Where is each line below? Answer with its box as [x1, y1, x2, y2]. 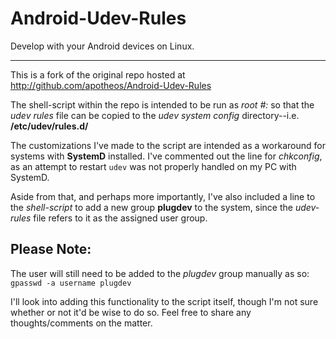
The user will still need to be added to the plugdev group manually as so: [10, 267, 310, 279]
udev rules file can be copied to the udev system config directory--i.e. [10, 109, 300, 121]
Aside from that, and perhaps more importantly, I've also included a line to [10, 190, 316, 202]
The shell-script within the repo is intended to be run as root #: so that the [10, 98, 315, 111]
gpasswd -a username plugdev [10, 278, 132, 288]
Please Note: [10, 241, 92, 258]
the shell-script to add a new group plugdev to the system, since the [10, 201, 293, 213]
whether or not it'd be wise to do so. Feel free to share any [10, 306, 252, 318]
